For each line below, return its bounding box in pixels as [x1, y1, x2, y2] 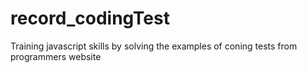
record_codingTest [10, 7, 170, 30]
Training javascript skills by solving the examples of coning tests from [10, 40, 298, 52]
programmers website [10, 50, 102, 62]
